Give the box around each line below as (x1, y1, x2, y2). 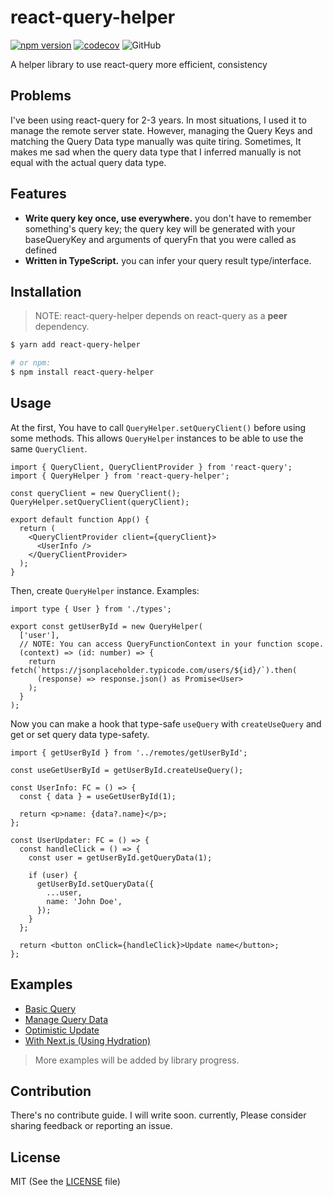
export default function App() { (10, 514, 150, 525)
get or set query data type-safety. (10, 728, 150, 740)
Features (10, 186, 67, 203)
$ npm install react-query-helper (10, 367, 155, 378)
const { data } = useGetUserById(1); (19, 791, 177, 801)
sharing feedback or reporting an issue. (10, 1120, 173, 1132)
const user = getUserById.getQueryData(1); (28, 852, 213, 863)
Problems (10, 87, 72, 105)
